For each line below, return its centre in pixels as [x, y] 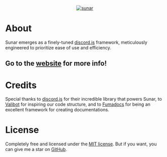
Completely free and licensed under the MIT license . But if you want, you [81, 144]
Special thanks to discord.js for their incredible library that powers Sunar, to [84, 99]
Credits [21, 85]
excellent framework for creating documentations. [57, 110]
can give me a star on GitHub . [36, 149]
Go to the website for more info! [56, 64]
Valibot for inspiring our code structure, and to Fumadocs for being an [78, 104]
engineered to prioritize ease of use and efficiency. [58, 47]
